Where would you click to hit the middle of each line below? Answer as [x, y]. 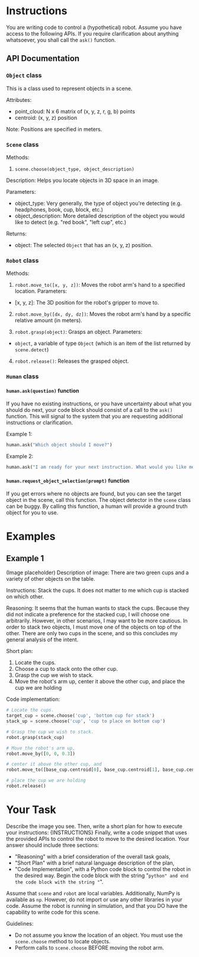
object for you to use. [32, 513]
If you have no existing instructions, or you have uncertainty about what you [99, 404]
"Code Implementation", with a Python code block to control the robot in [103, 869]
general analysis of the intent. [42, 640]
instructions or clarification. [40, 423]
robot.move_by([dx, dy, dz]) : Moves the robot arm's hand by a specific [103, 314]
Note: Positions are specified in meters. [54, 129]
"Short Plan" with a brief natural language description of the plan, [94, 863]
